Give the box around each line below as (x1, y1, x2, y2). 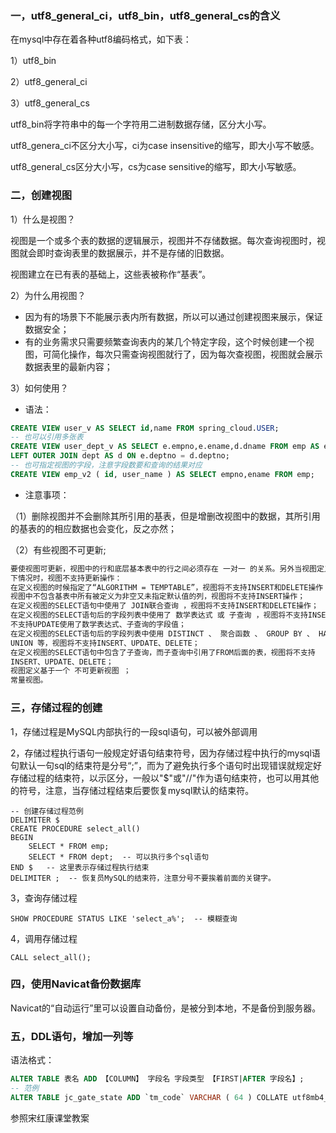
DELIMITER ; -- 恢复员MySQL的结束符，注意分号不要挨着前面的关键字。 (10, 873, 276, 883)
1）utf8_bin (10, 55, 57, 67)
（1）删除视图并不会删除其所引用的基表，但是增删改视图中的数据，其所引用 (10, 510, 321, 522)
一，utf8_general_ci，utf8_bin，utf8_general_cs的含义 (10, 8, 281, 22)
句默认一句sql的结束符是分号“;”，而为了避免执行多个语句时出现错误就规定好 (10, 759, 322, 771)
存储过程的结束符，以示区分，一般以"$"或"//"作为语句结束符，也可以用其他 (10, 772, 320, 784)
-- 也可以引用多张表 (10, 432, 84, 442)
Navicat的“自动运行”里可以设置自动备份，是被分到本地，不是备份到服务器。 (10, 1002, 322, 1014)
